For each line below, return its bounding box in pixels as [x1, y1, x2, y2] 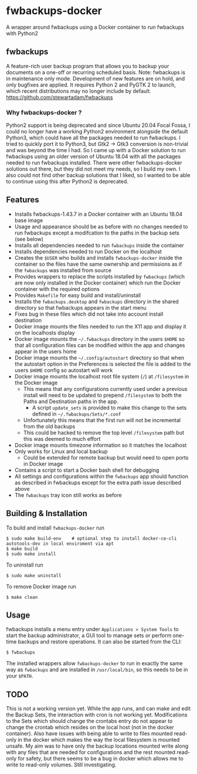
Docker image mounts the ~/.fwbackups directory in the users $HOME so [14, 335, 185, 342]
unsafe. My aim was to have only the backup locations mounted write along [6, 742, 189, 750]
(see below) [14, 235, 44, 242]
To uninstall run [6, 561, 43, 568]
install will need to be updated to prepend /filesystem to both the [23, 391, 182, 398]
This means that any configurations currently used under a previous [23, 385, 188, 392]
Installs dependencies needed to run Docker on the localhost [14, 248, 162, 255]
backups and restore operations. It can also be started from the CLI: [18, 638, 182, 645]
